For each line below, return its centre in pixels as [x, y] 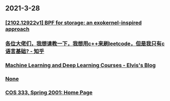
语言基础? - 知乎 [25, 51]
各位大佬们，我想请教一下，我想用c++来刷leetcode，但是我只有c [85, 44]
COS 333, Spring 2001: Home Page [49, 92]
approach [17, 29]
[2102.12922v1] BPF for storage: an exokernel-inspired [74, 23]
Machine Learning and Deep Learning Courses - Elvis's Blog [80, 65]
